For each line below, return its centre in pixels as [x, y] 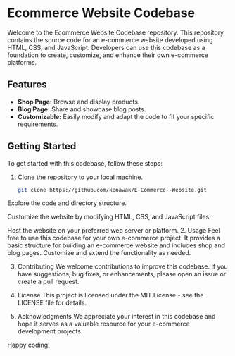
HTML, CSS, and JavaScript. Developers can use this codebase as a [106, 47]
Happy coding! [29, 345]
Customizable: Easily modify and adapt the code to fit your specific [116, 116]
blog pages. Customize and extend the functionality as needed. [99, 253]
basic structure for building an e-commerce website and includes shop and [116, 245]
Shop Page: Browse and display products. [78, 102]
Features [27, 85]
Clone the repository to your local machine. [80, 177]
